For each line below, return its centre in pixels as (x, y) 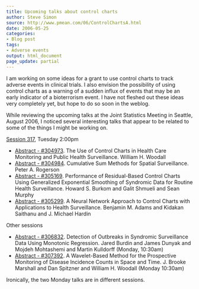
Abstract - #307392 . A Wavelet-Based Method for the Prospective (95, 255)
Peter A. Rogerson (37, 169)
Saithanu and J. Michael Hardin (53, 214)
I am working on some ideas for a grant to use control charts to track (90, 78)
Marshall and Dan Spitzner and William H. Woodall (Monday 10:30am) (99, 268)
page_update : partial (33, 61)
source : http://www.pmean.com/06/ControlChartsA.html (74, 23)
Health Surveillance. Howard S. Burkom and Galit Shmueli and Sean (97, 188)
